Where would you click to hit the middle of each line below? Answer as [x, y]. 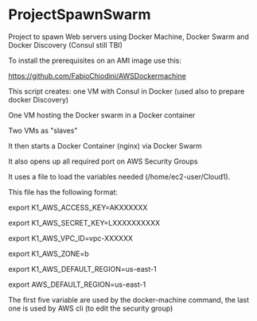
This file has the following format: [63, 191]
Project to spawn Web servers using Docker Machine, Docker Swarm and [128, 37]
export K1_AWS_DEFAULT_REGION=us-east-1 [82, 269]
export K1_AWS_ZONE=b [49, 253]
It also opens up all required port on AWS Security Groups [103, 161]
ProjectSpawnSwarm [80, 15]
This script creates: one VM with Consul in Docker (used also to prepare [127, 91]
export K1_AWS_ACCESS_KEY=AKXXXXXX [78, 207]
